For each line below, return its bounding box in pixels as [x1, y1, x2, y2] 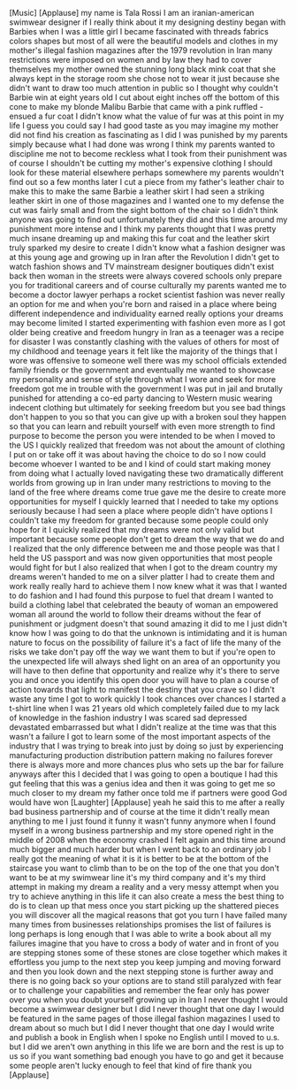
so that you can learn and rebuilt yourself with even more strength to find [9, 421, 276, 432]
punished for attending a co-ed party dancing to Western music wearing [9, 393, 273, 403]
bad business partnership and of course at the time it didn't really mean [9, 807, 270, 817]
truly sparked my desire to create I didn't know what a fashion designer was [9, 242, 286, 253]
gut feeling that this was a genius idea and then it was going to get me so [9, 778, 276, 788]
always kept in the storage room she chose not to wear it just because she [9, 73, 280, 83]
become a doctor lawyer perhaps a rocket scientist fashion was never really [9, 289, 286, 300]
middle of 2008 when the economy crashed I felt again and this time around [9, 835, 286, 845]
